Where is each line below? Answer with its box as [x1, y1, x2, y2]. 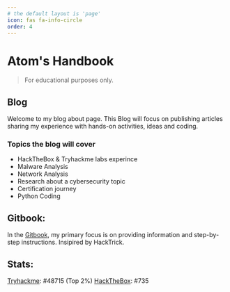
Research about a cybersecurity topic [17, 177, 125, 186]
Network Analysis [17, 170, 68, 178]
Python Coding [17, 192, 61, 200]
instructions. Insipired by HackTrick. [21, 238, 125, 247]
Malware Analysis [17, 163, 68, 171]
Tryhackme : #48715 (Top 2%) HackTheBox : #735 [7, 277, 149, 285]
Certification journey [17, 185, 77, 193]
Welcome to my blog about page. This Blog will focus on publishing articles [7, 115, 223, 123]
